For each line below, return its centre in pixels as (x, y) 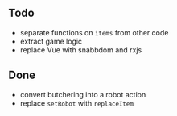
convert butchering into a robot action (83, 94)
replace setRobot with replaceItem (77, 103)
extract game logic (51, 41)
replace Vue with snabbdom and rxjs (81, 50)
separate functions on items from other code (94, 32)
